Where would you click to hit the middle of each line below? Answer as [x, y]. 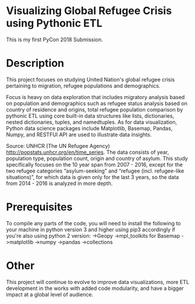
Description [35, 63]
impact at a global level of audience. [50, 294]
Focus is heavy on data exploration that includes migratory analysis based [95, 97]
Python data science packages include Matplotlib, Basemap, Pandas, [89, 128]
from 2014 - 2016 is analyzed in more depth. [59, 183]
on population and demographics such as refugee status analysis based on [97, 103]
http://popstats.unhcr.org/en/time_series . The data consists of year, [88, 152]
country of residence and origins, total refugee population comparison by [95, 109]
